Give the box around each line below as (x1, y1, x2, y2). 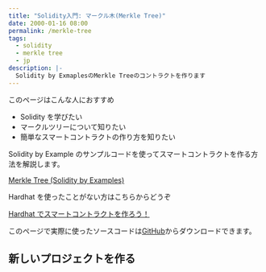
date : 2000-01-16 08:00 (8, 19, 89, 27)
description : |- (8, 64, 63, 72)
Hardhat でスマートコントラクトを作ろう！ (8, 208, 151, 218)
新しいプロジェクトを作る (8, 252, 135, 266)
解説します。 (22, 159, 64, 169)
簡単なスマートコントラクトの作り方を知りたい (19, 132, 176, 142)
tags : (8, 34, 27, 43)
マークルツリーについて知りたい (19, 122, 127, 131)
